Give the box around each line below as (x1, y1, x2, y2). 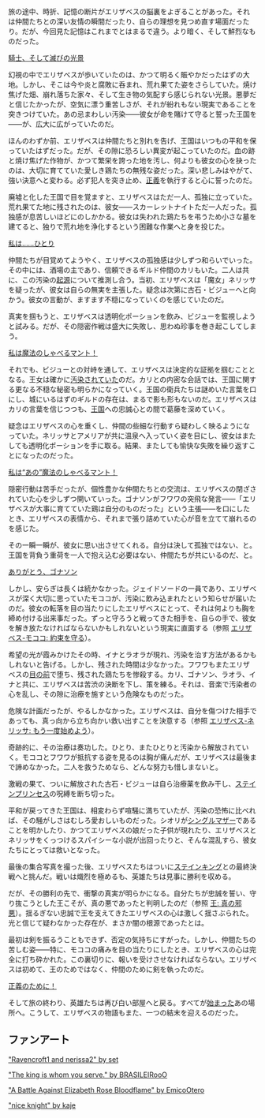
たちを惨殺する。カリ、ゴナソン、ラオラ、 (111, 670, 250, 679)
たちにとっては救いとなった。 (8, 845, 105, 854)
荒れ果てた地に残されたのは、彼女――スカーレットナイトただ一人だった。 (8, 202, 250, 211)
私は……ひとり (8, 239, 55, 248)
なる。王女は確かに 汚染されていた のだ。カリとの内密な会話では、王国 (8, 375, 237, 384)
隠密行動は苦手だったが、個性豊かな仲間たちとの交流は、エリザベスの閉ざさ (8, 484, 257, 493)
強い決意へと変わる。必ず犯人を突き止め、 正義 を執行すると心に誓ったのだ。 (8, 176, 256, 185)
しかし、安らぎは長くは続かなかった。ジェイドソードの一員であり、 (8, 584, 230, 593)
